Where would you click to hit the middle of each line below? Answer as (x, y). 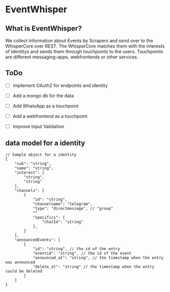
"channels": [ (29, 191)
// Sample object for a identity (41, 155)
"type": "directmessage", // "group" (73, 208)
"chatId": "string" (62, 222)
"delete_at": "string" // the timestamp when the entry (93, 267)
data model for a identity (45, 143)
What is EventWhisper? (44, 28)
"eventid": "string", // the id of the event (82, 253)
